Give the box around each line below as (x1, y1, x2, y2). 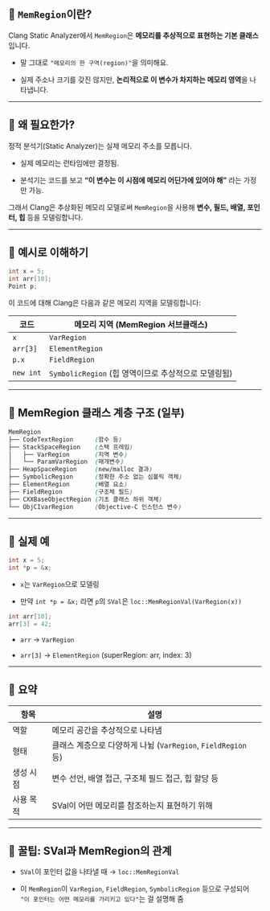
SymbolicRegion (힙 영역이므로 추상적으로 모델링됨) (49, 368, 233, 380)
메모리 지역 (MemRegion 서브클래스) (73, 319, 208, 330)
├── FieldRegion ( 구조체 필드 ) (8, 487, 134, 496)
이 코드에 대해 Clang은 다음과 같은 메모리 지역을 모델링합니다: (8, 298, 201, 308)
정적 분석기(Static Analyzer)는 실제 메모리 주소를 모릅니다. (8, 141, 193, 150)
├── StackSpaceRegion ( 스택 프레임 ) (8, 443, 134, 451)
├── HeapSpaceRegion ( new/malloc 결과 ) (8, 466, 153, 474)
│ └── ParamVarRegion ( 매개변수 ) (8, 458, 125, 466)
